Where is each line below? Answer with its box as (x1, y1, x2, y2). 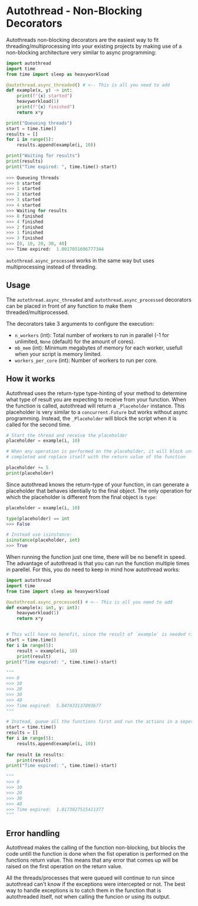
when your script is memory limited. (14, 350, 102, 357)
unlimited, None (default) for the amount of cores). (14, 338, 136, 345)
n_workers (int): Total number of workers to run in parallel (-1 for (14, 331, 169, 338)
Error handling (6, 828, 60, 838)
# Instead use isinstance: (6, 532, 72, 538)
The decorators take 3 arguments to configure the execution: (6, 320, 154, 327)
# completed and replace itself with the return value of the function (6, 454, 186, 460)
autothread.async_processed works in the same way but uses (6, 257, 154, 264)
